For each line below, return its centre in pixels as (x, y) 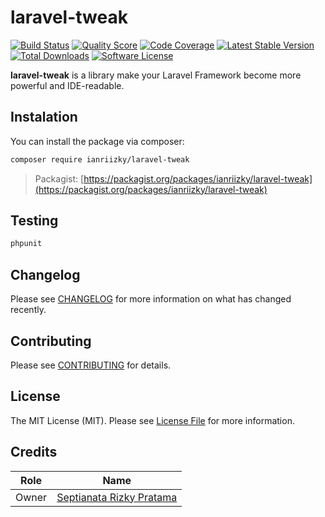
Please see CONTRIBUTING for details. (91, 365)
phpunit (26, 244)
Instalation (44, 117)
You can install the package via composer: (97, 141)
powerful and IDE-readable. (67, 85)
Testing (34, 221)
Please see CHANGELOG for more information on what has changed (151, 299)
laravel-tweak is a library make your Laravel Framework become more (156, 75)
